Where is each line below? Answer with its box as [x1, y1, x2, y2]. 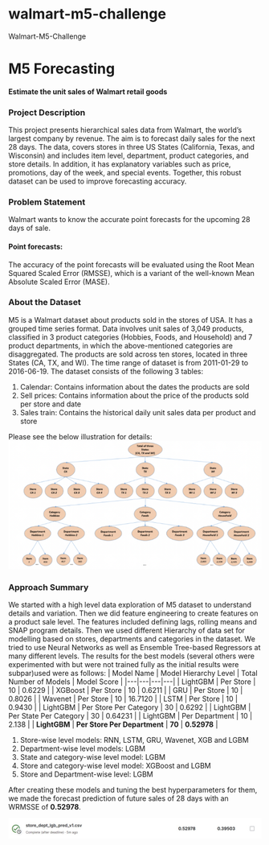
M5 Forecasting [8, 60, 115, 78]
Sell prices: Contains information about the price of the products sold [19, 390, 249, 400]
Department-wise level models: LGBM [19, 744, 146, 753]
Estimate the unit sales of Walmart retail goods [8, 86, 168, 97]
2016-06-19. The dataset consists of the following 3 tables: [8, 366, 204, 376]
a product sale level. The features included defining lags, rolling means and [8, 617, 257, 627]
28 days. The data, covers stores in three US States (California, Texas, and [8, 142, 255, 152]
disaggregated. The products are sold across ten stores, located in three [8, 349, 248, 359]
